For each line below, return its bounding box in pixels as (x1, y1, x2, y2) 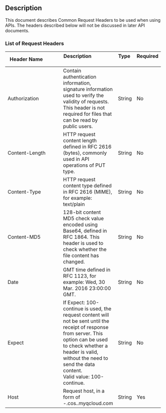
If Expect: (63, 299, 85, 306)
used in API (63, 156, 90, 163)
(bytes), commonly (63, 149, 107, 156)
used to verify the (63, 92, 104, 99)
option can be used (63, 336, 108, 343)
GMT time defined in (63, 267, 111, 274)
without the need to (63, 355, 109, 362)
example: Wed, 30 (63, 279, 105, 286)
